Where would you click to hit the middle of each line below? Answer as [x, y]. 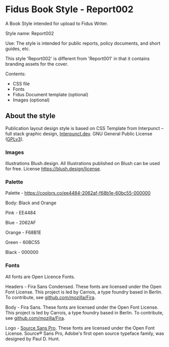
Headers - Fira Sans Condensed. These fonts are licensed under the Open [83, 286]
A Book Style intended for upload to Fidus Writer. [57, 23]
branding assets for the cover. [37, 64]
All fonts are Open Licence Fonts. [40, 277]
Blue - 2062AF [21, 223]
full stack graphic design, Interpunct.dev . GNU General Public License [79, 134]
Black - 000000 [22, 252]
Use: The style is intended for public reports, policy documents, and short [83, 43]
